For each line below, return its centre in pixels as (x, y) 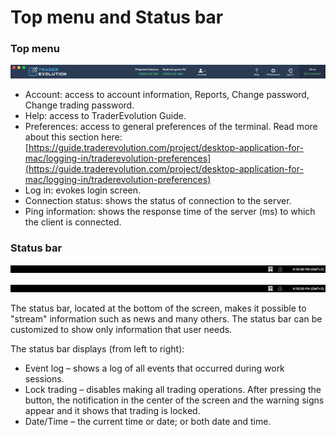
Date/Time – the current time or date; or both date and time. (148, 421)
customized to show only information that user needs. (121, 329)
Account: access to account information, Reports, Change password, (167, 94)
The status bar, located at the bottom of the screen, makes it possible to (158, 308)
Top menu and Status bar (117, 17)
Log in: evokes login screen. (83, 190)
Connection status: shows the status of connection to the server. (158, 200)
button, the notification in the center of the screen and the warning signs (174, 400)
